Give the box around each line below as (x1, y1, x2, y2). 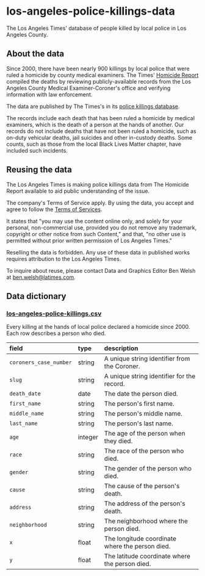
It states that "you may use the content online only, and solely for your (6, 217, 183, 225)
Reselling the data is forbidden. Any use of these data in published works (6, 248, 190, 256)
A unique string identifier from (104, 355, 190, 363)
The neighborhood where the (104, 517, 188, 525)
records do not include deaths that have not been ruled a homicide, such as (6, 127, 196, 135)
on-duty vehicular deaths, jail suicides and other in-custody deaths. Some (6, 134, 193, 141)
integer (77, 433, 99, 442)
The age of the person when (104, 429, 185, 437)
